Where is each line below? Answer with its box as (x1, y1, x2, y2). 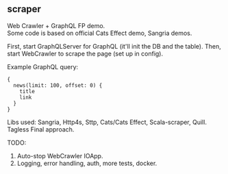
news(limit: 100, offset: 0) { (13, 82, 103, 89)
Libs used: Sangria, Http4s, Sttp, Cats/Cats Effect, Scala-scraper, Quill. (7, 118, 207, 126)
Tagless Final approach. (7, 125, 75, 134)
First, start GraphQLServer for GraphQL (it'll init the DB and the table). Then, (7, 42, 221, 50)
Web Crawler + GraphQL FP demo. (7, 21, 105, 29)
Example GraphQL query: (7, 62, 79, 71)
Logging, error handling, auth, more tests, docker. (16, 159, 157, 167)
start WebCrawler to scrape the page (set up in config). (7, 49, 164, 58)
